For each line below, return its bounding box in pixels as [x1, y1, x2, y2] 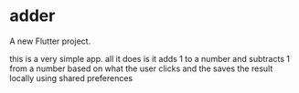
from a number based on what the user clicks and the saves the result [9, 63, 273, 74]
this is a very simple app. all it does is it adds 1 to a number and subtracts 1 [9, 53, 291, 64]
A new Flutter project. [9, 36, 91, 46]
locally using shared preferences [9, 72, 133, 83]
